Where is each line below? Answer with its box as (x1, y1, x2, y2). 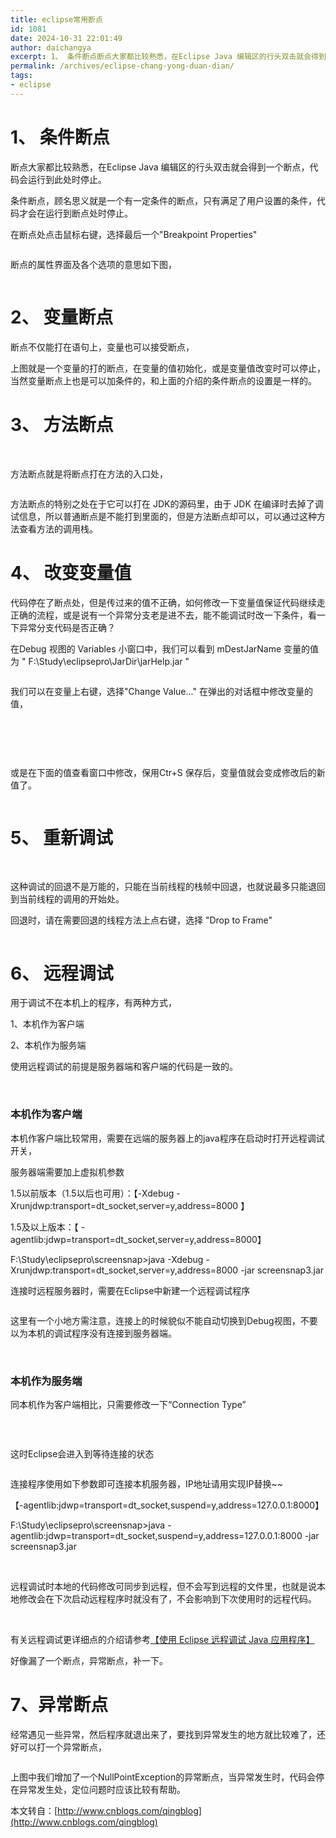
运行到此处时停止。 (27, 173, 107, 185)
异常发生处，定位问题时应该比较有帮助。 (18, 1783, 186, 1795)
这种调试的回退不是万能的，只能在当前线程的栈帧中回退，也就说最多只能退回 (10, 881, 326, 893)
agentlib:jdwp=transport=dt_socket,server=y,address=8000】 (10, 1233, 267, 1245)
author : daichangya (10, 42, 92, 53)
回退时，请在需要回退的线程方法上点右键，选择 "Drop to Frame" (10, 914, 273, 926)
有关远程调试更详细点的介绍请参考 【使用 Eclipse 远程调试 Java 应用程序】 (10, 1633, 315, 1645)
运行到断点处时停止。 (44, 207, 133, 219)
